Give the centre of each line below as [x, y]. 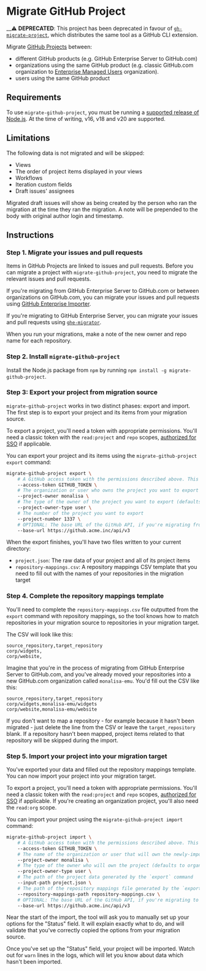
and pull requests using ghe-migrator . [54, 322]
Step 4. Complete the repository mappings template [85, 596]
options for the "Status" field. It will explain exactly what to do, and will [95, 924]
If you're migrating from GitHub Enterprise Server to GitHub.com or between [103, 291]
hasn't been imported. [34, 962]
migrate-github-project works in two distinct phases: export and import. [98, 406]
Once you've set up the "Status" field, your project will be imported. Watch [101, 949]
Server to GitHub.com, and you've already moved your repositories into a [99, 674]
